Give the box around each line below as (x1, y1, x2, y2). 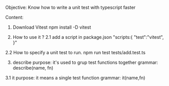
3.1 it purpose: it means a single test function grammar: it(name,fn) (5, 75, 145, 81)
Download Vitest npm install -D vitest (12, 24, 91, 30)
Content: (5, 14, 24, 20)
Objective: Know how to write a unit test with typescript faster (5, 5, 136, 10)
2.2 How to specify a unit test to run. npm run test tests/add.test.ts (5, 50, 146, 55)
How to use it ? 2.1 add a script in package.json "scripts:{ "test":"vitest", (12, 34, 164, 40)
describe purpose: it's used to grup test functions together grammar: (12, 59, 158, 66)
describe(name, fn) (12, 65, 54, 71)
